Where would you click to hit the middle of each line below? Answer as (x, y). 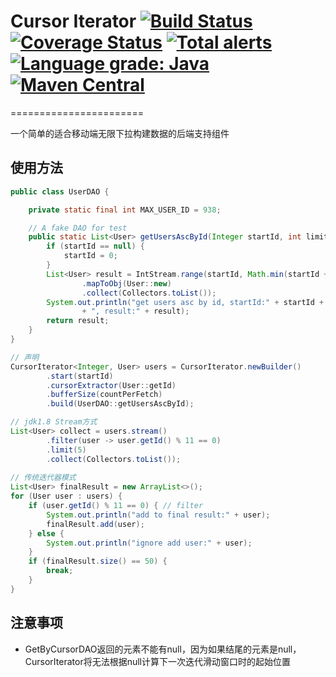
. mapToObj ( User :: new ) (126, 283)
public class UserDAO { (60, 191)
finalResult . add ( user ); (95, 524)
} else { (46, 533)
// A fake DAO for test (78, 228)
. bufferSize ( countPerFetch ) (104, 395)
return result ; (78, 321)
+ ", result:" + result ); (135, 311)
